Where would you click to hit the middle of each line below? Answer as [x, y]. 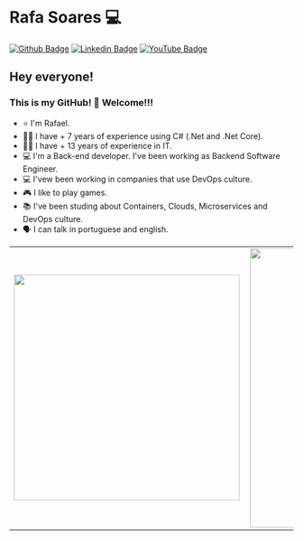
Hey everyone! [51, 77]
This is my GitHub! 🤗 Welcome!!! [82, 103]
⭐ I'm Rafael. [46, 123]
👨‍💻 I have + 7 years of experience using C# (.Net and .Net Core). [142, 135]
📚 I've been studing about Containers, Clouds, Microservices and [145, 206]
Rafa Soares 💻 [65, 18]
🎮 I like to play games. [65, 192]
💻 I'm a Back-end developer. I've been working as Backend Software [151, 155]
